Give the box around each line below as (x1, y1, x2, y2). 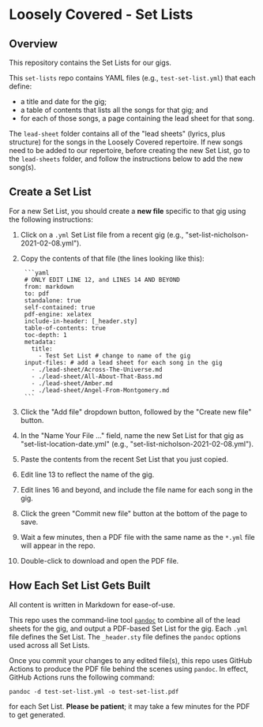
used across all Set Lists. (9, 640, 90, 650)
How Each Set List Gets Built (9, 579, 151, 593)
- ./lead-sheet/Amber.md (31, 379, 113, 388)
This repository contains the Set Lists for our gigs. (9, 58, 172, 67)
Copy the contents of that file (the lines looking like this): (20, 253, 205, 263)
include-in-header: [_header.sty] (24, 317, 138, 325)
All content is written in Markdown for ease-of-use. (9, 600, 176, 609)
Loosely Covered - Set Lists (9, 6, 193, 24)
